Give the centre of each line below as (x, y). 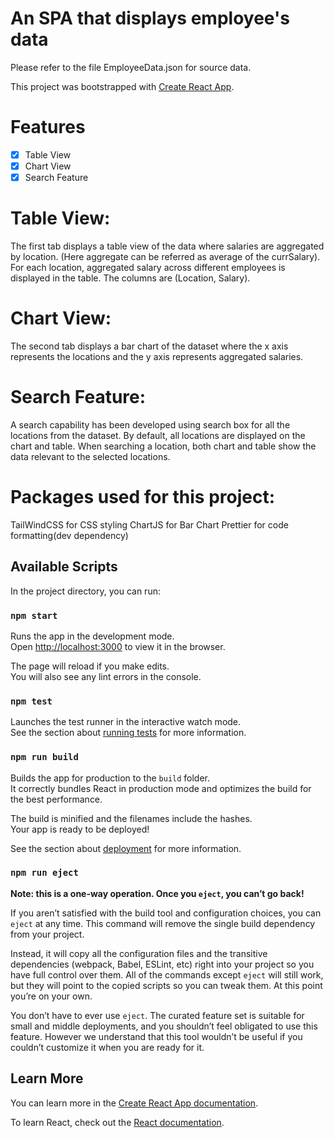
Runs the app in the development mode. (92, 636)
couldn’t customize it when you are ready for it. (107, 1047)
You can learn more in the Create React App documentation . (134, 1103)
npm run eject (44, 873)
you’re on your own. (51, 996)
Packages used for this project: (143, 497)
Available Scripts (64, 567)
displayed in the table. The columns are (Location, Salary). (130, 278)
